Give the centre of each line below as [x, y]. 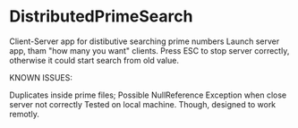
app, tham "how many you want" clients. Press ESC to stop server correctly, [149, 50]
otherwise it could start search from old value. [94, 60]
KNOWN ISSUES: [41, 77]
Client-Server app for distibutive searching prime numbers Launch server [145, 41]
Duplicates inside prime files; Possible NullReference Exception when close [148, 95]
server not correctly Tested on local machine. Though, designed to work [143, 104]
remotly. [25, 114]
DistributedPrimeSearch [101, 17]
